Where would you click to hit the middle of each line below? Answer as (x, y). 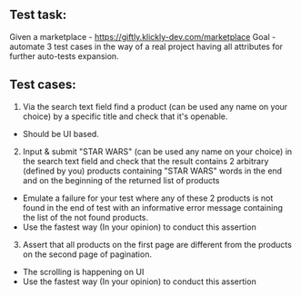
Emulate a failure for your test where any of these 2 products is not (148, 198)
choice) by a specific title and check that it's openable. (125, 116)
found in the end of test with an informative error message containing (153, 207)
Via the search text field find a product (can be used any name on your (155, 106)
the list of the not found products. (85, 217)
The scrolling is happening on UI (83, 271)
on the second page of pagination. (87, 254)
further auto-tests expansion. (65, 56)
